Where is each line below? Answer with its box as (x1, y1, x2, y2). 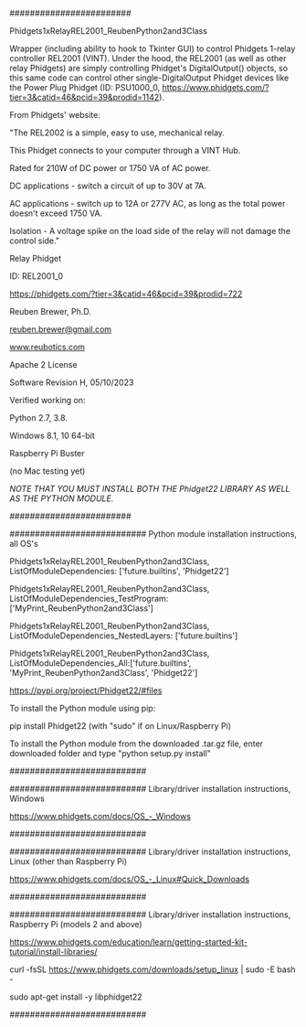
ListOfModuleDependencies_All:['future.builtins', (9, 658, 192, 669)
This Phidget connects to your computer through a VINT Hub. (9, 145, 241, 155)
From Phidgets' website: (9, 110, 100, 120)
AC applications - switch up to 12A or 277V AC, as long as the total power (9, 198, 286, 209)
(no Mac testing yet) (9, 465, 86, 476)
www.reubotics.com (9, 342, 85, 352)
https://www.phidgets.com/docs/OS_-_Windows (9, 811, 192, 821)
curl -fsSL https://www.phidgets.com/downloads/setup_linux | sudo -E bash (9, 964, 296, 975)
